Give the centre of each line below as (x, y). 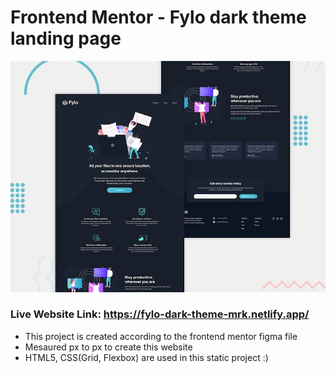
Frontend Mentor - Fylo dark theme (158, 17)
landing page (66, 38)
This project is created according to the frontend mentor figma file (161, 336)
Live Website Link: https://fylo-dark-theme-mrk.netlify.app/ (160, 314)
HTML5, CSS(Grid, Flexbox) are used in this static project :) (146, 357)
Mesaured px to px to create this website (108, 347)
